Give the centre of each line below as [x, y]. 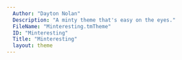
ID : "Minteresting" [41, 33]
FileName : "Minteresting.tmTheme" [62, 26]
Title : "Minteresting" [45, 39]
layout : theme [33, 46]
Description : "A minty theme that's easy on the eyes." [94, 20]
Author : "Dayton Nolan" [46, 13]
